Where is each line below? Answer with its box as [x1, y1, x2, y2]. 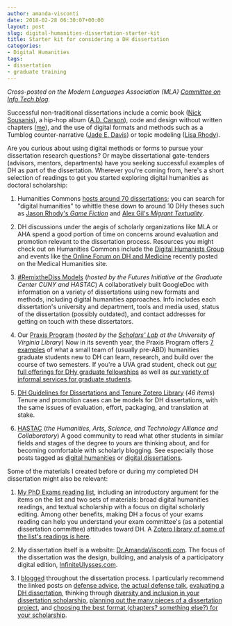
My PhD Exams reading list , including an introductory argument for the [17, 488, 219, 496]
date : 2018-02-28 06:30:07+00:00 [7, 17, 104, 24]
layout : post [7, 23, 45, 30]
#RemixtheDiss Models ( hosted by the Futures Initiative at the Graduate [17, 272, 223, 281]
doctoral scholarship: [7, 181, 68, 189]
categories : [7, 42, 42, 49]
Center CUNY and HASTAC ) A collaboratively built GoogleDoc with [17, 280, 208, 288]
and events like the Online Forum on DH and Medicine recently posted [17, 252, 218, 261]
